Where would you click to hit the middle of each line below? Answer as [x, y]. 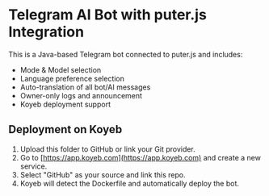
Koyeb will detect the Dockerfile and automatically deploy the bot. [130, 183]
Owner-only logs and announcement [81, 95]
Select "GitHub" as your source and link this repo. [103, 174]
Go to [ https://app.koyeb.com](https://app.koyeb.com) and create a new [140, 157]
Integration [46, 32]
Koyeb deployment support [65, 104]
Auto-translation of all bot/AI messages [85, 87]
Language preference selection [72, 78]
